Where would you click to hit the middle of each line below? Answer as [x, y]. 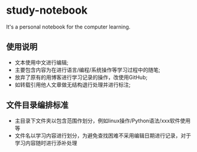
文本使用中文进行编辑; [42, 62]
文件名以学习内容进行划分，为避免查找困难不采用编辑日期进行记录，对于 [103, 135]
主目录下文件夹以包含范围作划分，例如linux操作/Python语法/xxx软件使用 [103, 121]
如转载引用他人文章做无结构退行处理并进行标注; [73, 84]
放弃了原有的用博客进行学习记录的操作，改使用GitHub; [81, 77]
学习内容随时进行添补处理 [46, 142]
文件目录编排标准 [37, 105]
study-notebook [47, 10]
